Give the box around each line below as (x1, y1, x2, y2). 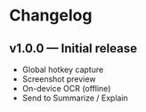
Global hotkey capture (21, 64, 104, 75)
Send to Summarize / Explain (21, 92, 129, 103)
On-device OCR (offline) (21, 84, 111, 93)
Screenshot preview (21, 74, 96, 84)
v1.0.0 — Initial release (9, 41, 138, 56)
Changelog (9, 5, 93, 26)
